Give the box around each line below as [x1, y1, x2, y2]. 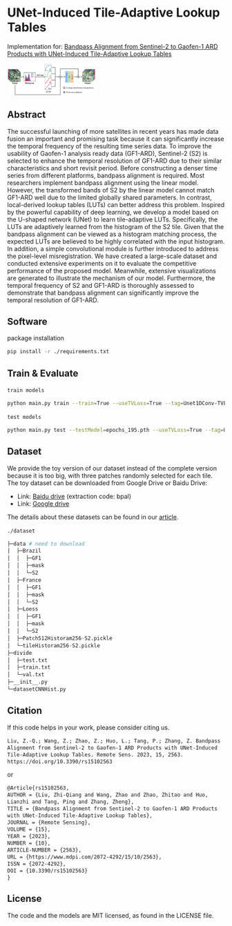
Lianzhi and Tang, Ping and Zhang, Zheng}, [7, 798, 135, 805]
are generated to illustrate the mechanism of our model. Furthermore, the [7, 274, 215, 282]
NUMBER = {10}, [7, 840, 51, 847]
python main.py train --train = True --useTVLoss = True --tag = [7, 400, 184, 407]
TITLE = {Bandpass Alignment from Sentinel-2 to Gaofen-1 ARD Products [7, 805, 217, 812]
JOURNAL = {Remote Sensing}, [7, 819, 91, 826]
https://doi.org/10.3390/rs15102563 [7, 758, 113, 765]
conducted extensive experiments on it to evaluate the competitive [7, 259, 197, 267]
